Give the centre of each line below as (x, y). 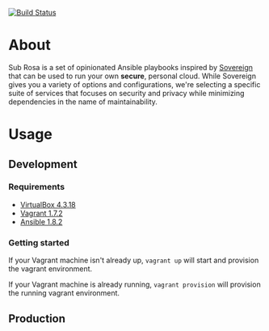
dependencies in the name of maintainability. (83, 102)
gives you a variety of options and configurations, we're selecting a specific (134, 84)
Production (37, 318)
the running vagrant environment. (64, 293)
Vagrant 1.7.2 (41, 213)
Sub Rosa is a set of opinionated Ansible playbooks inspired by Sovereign (130, 67)
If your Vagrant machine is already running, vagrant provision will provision (134, 285)
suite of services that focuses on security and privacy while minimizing (126, 93)
